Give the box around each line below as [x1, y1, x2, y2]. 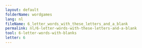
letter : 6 [5, 35, 26, 40]
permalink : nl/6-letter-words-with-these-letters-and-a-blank [5, 26, 137, 31]
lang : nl [5, 16, 23, 21]
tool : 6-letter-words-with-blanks [5, 30, 77, 35]
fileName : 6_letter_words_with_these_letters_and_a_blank [5, 21, 128, 26]
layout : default [5, 7, 39, 12]
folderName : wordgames [5, 12, 52, 17]
